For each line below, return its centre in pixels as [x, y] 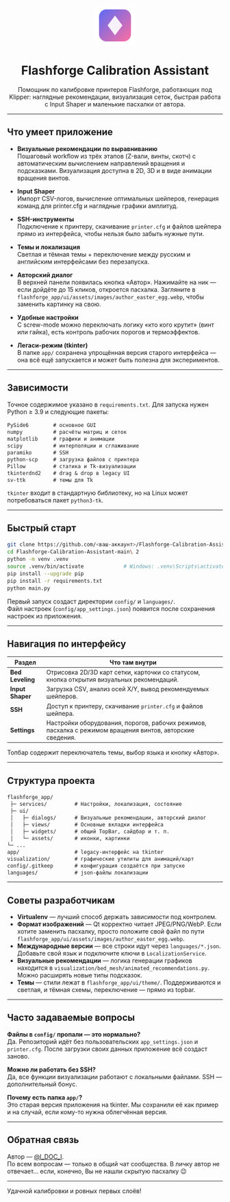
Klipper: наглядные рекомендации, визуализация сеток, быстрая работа [115, 97]
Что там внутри [133, 662]
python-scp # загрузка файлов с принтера [73, 459]
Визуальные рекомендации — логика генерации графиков [105, 960]
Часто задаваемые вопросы [71, 1018]
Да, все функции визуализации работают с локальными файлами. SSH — [115, 1076]
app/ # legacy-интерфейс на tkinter [86, 853]
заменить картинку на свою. [59, 304]
